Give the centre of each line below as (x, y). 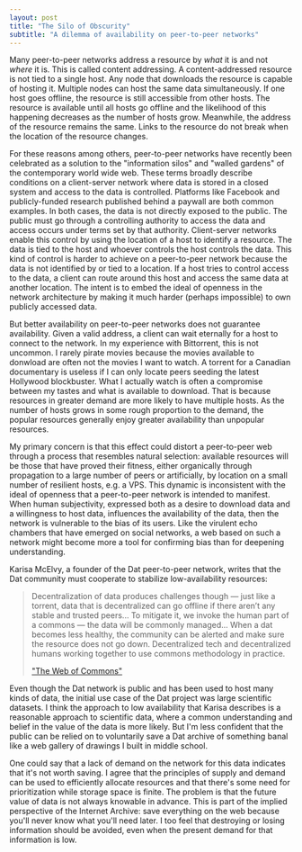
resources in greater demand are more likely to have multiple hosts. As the (147, 400)
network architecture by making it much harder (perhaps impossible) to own (150, 297)
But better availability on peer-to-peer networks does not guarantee (135, 324)
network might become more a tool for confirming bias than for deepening (147, 543)
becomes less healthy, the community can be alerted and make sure (158, 634)
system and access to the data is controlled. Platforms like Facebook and (145, 192)
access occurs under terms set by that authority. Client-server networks (143, 230)
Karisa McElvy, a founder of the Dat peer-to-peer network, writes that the (145, 569)
